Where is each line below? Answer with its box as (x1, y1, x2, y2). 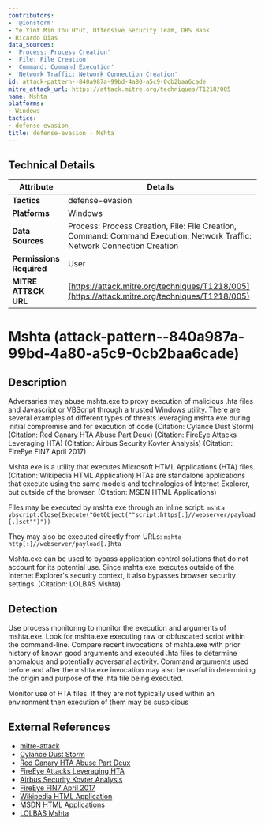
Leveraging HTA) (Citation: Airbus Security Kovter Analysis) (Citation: (8, 439, 233, 448)
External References (8, 720, 110, 733)
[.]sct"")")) (8, 518, 51, 526)
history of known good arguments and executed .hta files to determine (8, 649, 237, 658)
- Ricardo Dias (8, 33, 58, 42)
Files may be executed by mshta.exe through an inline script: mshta (8, 503, 225, 512)
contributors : (8, 11, 55, 20)
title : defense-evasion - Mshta (8, 129, 114, 137)
